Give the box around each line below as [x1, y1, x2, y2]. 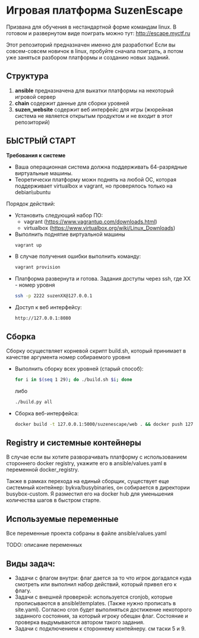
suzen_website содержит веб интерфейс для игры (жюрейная [14, 105, 173, 113]
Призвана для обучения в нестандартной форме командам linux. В [6, 23, 177, 30]
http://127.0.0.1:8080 [14, 315, 71, 322]
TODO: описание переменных [6, 541, 83, 549]
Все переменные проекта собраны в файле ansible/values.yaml [6, 530, 167, 537]
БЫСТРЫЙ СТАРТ [6, 136, 76, 146]
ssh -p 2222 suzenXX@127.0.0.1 [14, 293, 93, 299]
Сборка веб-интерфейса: [14, 409, 79, 417]
